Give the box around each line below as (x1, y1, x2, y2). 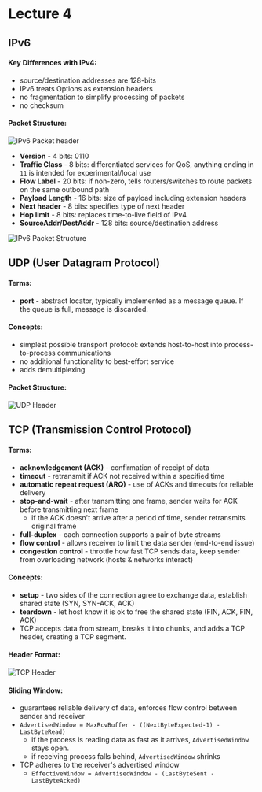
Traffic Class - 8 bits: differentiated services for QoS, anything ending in (19, 159, 254, 169)
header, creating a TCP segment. (19, 631, 127, 642)
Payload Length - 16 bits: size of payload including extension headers (19, 193, 246, 202)
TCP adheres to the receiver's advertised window (19, 761, 180, 770)
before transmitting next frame (19, 505, 119, 514)
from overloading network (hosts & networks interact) (19, 554, 194, 564)
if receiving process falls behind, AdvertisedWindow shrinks (31, 752, 221, 761)
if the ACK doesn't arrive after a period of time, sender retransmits (31, 513, 246, 522)
